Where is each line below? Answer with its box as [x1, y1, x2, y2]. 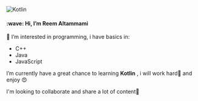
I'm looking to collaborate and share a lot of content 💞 [6, 88, 140, 96]
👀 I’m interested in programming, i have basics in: [6, 33, 130, 41]
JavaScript [15, 58, 43, 65]
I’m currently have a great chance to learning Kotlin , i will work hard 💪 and [6, 70, 193, 77]
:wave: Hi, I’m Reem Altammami [6, 19, 88, 27]
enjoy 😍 [6, 76, 27, 83]
